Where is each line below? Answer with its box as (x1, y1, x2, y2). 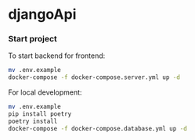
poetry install (8, 117, 58, 125)
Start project (8, 34, 57, 45)
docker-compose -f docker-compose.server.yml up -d (8, 74, 180, 81)
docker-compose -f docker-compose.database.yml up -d (8, 124, 188, 132)
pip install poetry (8, 110, 72, 118)
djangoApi (8, 5, 77, 23)
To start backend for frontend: (8, 51, 106, 60)
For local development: (8, 88, 82, 97)
